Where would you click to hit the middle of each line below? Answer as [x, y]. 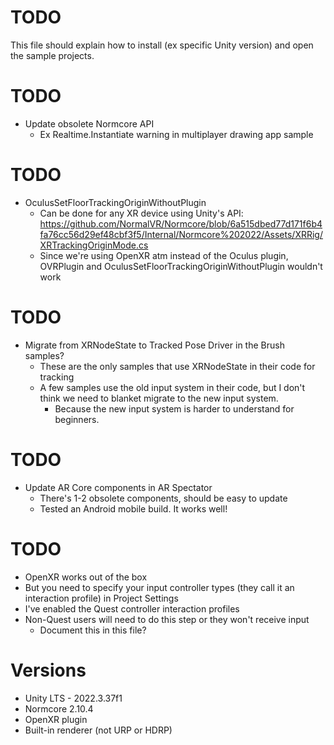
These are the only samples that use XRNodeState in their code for [177, 366]
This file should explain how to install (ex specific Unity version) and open [162, 45]
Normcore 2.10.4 [59, 708]
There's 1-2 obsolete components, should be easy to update [163, 498]
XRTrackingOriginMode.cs [94, 245]
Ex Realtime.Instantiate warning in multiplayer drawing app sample [176, 134]
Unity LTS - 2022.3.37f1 [73, 698]
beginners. [77, 419]
